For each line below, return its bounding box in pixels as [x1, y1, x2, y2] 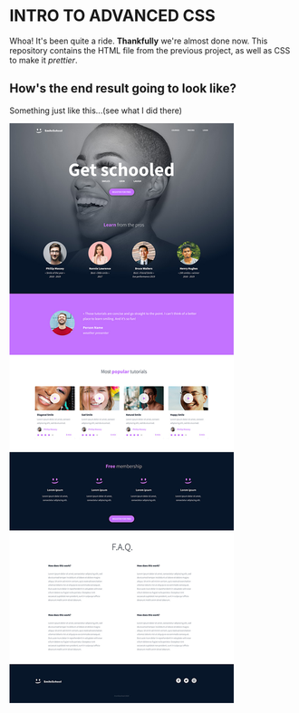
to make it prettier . [9, 54, 78, 65]
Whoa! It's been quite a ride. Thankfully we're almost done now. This [9, 35, 268, 46]
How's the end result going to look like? [9, 81, 237, 96]
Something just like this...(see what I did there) [9, 105, 183, 116]
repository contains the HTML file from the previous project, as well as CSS [9, 44, 291, 55]
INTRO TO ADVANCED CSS [9, 5, 216, 26]
